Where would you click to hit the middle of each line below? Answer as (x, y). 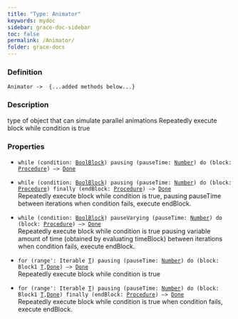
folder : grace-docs (36, 47)
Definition (25, 72)
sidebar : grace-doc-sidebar (49, 27)
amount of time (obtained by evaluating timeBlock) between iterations (120, 238)
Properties (26, 146)
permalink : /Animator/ (41, 41)
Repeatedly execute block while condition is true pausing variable (114, 231)
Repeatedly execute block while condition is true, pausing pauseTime (119, 196)
